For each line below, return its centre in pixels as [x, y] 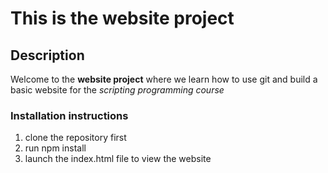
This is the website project [122, 18]
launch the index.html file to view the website [118, 159]
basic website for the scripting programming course [117, 90]
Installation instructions [69, 115]
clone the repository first [75, 138]
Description [47, 55]
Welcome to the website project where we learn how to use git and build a [164, 79]
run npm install [55, 148]
